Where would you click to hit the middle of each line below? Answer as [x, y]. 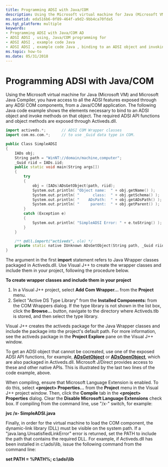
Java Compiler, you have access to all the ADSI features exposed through [81, 100]
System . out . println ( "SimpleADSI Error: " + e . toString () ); [97, 223]
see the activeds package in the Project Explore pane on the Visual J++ [80, 337]
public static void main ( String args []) [57, 167]
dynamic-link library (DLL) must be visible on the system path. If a [73, 428]
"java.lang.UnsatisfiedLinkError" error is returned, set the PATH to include [81, 434]
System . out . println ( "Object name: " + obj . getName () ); [94, 190]
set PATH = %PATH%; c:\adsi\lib [40, 459]
